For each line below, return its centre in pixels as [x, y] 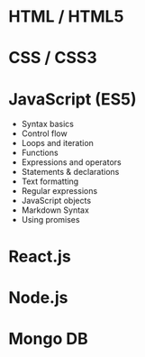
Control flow [45, 133]
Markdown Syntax [55, 210]
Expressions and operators [72, 162]
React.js [40, 256]
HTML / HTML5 [66, 17]
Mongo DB [48, 339]
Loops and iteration [57, 143]
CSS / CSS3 [53, 58]
